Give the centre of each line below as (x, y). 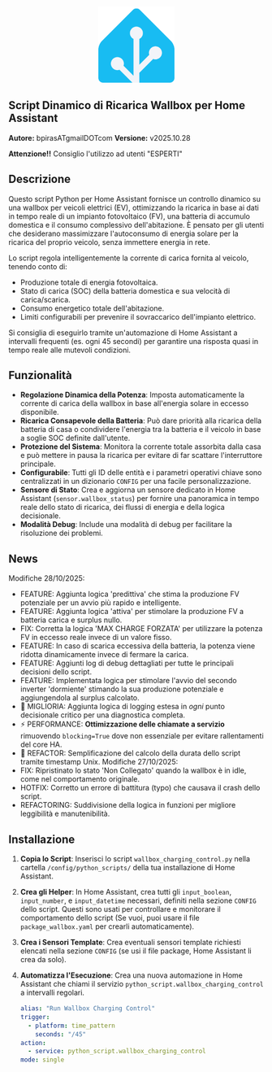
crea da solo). (43, 960)
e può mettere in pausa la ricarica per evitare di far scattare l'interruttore (141, 455)
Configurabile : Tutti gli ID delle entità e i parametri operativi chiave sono (141, 473)
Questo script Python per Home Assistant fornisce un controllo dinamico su (135, 198)
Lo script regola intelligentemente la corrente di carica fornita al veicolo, (129, 258)
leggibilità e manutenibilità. (65, 814)
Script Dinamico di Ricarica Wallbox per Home (127, 105)
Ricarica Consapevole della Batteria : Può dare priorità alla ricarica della (141, 421)
